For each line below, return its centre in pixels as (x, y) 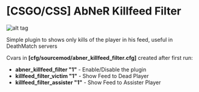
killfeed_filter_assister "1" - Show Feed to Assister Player (88, 82)
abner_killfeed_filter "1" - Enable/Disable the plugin (81, 69)
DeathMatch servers (32, 46)
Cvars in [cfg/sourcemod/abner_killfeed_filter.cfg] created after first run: (100, 57)
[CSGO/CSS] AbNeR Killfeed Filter (94, 11)
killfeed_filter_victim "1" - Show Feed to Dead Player (82, 76)
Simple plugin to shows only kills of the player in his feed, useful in (90, 39)
